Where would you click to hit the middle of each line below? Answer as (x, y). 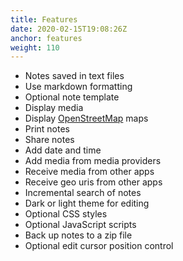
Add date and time (63, 150)
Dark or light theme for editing (87, 203)
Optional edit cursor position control (99, 246)
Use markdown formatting (78, 87)
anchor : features (46, 38)
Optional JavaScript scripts (80, 225)
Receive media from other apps (89, 172)
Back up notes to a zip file (78, 235)
